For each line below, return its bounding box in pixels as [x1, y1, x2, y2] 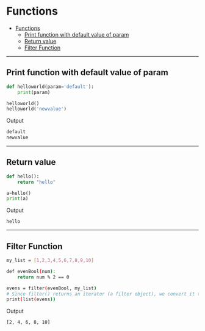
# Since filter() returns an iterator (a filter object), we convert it [6, 291, 195, 297]
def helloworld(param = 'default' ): [6, 84, 95, 90]
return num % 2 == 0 [17, 274, 70, 280]
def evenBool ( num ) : [6, 268, 56, 274]
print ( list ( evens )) [6, 296, 56, 303]
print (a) [6, 195, 29, 202]
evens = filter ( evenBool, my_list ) [6, 285, 97, 291]
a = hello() [6, 190, 32, 196]
